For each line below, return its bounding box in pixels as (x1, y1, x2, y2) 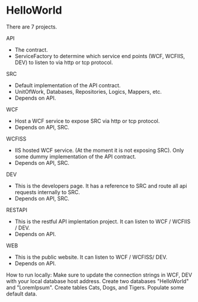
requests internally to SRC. (14, 188, 80, 196)
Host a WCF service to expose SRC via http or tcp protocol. (14, 117, 160, 125)
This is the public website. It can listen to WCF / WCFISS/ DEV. (14, 253, 168, 260)
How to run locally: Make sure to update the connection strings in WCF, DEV (6, 271, 193, 278)
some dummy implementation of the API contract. (14, 152, 136, 160)
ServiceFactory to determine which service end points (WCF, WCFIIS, (14, 52, 186, 59)
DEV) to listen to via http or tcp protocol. (14, 59, 113, 66)
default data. (6, 290, 37, 297)
